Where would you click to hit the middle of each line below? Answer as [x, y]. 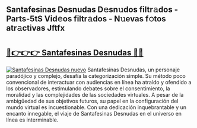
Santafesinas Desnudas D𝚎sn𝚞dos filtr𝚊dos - [92, 10]
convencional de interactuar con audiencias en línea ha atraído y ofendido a [99, 82]
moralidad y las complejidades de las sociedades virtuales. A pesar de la [95, 95]
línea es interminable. [32, 120]
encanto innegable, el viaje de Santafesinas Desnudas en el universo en [94, 114]
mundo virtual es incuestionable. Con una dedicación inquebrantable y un [96, 107]
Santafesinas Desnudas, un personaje [134, 70]
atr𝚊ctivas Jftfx [36, 28]
